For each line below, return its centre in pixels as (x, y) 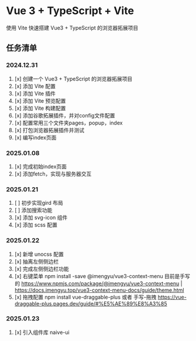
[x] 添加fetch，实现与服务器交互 (53, 174)
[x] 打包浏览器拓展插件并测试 (49, 130)
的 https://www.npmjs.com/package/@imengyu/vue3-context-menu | (98, 283)
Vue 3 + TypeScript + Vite (70, 11)
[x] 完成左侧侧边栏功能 (42, 269)
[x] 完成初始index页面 (41, 166)
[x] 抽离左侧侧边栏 (37, 261)
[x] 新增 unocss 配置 (39, 254)
